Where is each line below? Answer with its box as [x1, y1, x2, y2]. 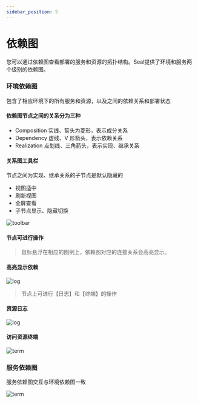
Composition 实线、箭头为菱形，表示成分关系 [15, 127, 128, 134]
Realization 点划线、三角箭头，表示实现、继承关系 [15, 142, 140, 149]
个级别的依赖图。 [6, 65, 49, 73]
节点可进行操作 [6, 234, 44, 241]
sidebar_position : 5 [6, 8, 59, 15]
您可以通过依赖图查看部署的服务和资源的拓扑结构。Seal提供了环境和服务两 [6, 58, 193, 65]
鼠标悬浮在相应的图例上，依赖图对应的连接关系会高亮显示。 [21, 248, 170, 256]
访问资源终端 [6, 333, 38, 341]
